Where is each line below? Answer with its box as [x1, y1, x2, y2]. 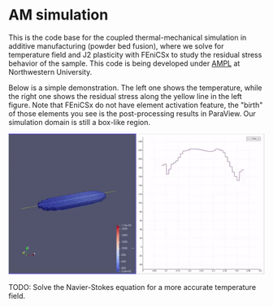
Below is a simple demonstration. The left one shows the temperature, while [8, 83, 262, 93]
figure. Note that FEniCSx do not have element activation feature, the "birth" [8, 100, 263, 110]
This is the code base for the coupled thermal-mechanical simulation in [8, 32, 247, 42]
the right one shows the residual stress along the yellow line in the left [8, 91, 242, 101]
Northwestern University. [8, 67, 93, 76]
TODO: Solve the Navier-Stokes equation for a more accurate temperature [8, 283, 257, 292]
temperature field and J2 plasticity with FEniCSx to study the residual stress [8, 50, 262, 59]
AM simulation [8, 6, 109, 24]
